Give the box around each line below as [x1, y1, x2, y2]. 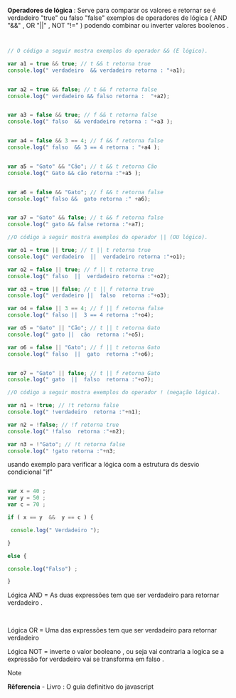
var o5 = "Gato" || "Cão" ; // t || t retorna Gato [7, 324, 161, 332]
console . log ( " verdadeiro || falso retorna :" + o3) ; [7, 292, 171, 300]
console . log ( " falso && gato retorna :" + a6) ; [7, 195, 151, 202]
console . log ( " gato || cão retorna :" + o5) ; [7, 331, 144, 338]
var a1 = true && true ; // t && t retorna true [7, 60, 151, 67]
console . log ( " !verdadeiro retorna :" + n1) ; [7, 408, 141, 416]
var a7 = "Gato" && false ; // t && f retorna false [7, 214, 163, 221]
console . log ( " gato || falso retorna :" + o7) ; [7, 376, 154, 384]
